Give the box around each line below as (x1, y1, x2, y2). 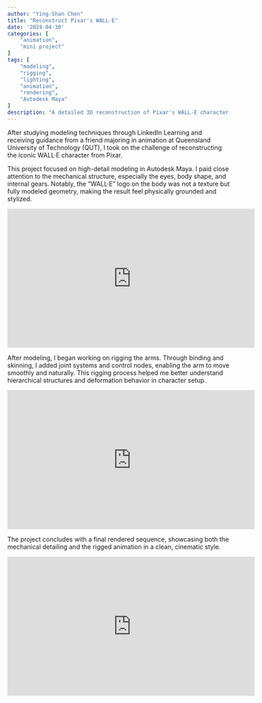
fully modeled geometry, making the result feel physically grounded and (7, 187, 217, 195)
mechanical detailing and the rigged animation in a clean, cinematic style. (7, 542, 221, 551)
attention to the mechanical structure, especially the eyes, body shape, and (7, 172, 227, 180)
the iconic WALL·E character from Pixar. (7, 150, 123, 159)
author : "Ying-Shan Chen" (7, 10, 83, 18)
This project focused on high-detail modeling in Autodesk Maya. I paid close (7, 164, 230, 173)
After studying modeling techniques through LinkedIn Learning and (7, 128, 203, 136)
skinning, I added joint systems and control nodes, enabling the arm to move (7, 361, 230, 370)
